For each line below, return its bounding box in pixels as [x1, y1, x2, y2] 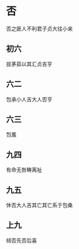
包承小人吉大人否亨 [6, 96, 53, 103]
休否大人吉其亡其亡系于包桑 [6, 202, 73, 208]
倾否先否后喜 [6, 237, 37, 244]
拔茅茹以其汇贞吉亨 [6, 60, 53, 67]
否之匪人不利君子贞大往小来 [6, 25, 73, 32]
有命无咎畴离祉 [6, 166, 42, 173]
